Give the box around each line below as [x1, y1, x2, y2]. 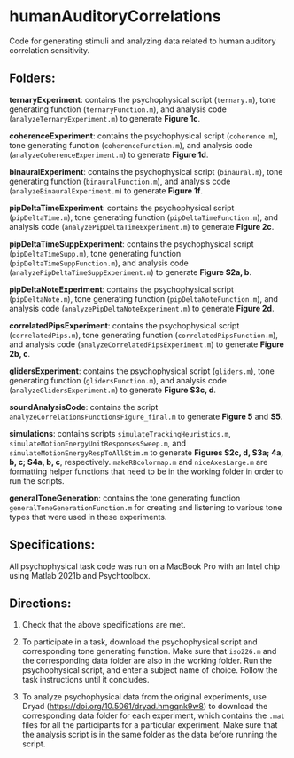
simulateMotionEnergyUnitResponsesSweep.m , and [9, 438, 187, 448]
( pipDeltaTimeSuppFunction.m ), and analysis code [9, 257, 189, 268]
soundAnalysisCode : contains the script [9, 401, 159, 412]
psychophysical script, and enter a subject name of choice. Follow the [21, 665, 278, 675]
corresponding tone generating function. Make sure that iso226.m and [21, 646, 277, 657]
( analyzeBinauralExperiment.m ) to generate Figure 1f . [9, 185, 204, 196]
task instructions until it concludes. [21, 675, 150, 685]
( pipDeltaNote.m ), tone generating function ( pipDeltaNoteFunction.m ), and [9, 293, 279, 304]
